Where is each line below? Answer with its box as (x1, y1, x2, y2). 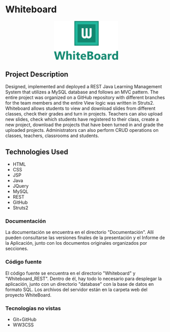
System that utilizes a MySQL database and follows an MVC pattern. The (5, 89, 159, 95)
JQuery (12, 183, 29, 189)
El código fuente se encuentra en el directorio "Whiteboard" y (5, 270, 136, 276)
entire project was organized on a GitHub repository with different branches (5, 94, 165, 101)
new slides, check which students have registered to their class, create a (5, 116, 159, 123)
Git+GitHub (12, 317, 37, 323)
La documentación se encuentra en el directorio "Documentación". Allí (5, 229, 154, 236)
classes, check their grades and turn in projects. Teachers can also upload (5, 111, 163, 117)
